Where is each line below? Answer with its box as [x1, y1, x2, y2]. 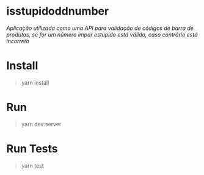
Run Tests [6, 142, 58, 155]
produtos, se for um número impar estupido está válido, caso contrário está [6, 30, 198, 38]
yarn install [21, 79, 49, 86]
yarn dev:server [21, 120, 62, 127]
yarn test [21, 162, 44, 169]
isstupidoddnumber [6, 4, 109, 18]
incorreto [6, 37, 29, 45]
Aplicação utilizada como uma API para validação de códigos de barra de [6, 24, 194, 32]
